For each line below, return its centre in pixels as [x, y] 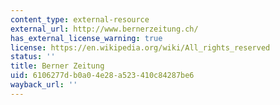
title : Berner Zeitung [57, 66]
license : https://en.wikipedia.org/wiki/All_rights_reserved [140, 47]
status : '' [33, 57]
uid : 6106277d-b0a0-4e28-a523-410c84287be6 [102, 76]
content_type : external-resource [80, 19]
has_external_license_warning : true [86, 38]
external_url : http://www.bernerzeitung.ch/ [104, 29]
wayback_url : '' [44, 85]
